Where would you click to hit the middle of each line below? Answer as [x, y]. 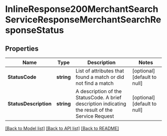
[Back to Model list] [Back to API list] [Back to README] [62, 128]
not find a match [94, 83]
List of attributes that [100, 71]
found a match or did [100, 77]
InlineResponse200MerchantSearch [82, 9]
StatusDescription [30, 104]
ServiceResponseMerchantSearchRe [83, 20]
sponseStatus [35, 30]
